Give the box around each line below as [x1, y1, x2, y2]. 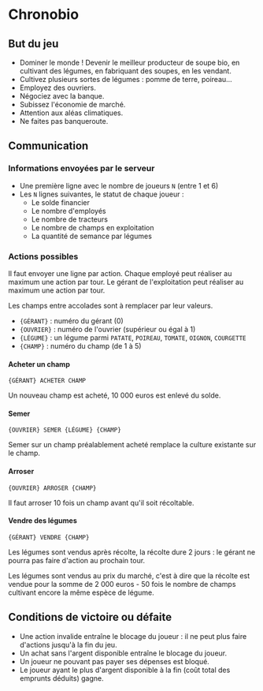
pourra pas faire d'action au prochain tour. [8, 555, 146, 565]
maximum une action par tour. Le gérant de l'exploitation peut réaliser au [8, 277, 244, 286]
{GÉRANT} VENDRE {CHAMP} [8, 533, 90, 541]
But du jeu [8, 37, 59, 50]
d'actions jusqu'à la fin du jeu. [19, 640, 117, 649]
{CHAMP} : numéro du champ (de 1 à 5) [19, 341, 142, 350]
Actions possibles [8, 251, 79, 262]
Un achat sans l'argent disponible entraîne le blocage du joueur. [19, 648, 228, 658]
